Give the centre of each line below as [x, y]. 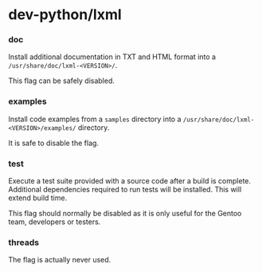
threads [24, 242]
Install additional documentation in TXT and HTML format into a [112, 57]
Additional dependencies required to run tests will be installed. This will [125, 190]
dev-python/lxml [65, 15]
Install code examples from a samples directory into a [95, 119]
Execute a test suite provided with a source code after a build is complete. [130, 181]
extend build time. [38, 198]
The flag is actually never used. [60, 260]
